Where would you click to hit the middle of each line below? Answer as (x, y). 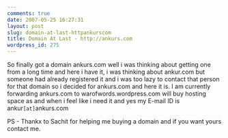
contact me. (24, 128)
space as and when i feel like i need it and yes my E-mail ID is (94, 101)
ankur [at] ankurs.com (38, 108)
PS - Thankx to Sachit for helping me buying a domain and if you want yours (114, 121)
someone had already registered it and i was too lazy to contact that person (113, 79)
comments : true (29, 13)
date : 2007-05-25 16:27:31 (45, 20)
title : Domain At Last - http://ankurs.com (70, 39)
